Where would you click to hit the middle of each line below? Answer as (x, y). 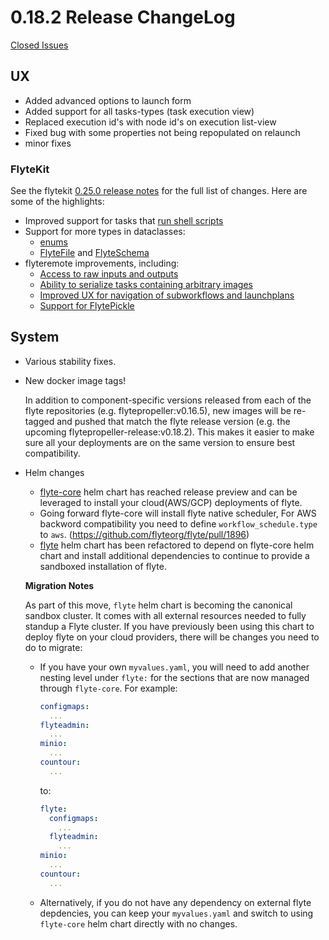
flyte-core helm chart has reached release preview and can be (168, 492)
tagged (39, 421)
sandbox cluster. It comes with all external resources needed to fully (165, 615)
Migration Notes (59, 585)
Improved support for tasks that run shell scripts (124, 221)
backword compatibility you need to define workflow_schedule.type (178, 523)
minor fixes (48, 143)
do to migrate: (53, 647)
